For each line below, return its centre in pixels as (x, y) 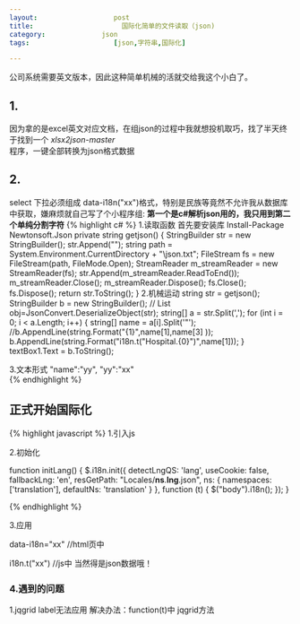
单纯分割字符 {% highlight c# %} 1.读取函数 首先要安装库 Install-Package (150, 224)
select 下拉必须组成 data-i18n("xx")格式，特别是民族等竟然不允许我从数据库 (149, 202)
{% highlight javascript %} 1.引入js (73, 433)
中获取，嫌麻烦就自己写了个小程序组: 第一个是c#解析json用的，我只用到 (142, 213)
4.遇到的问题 (37, 588)
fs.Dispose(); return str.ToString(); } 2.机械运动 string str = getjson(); (135, 293)
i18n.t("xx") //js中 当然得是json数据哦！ (81, 563)
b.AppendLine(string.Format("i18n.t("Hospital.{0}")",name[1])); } (127, 341)
